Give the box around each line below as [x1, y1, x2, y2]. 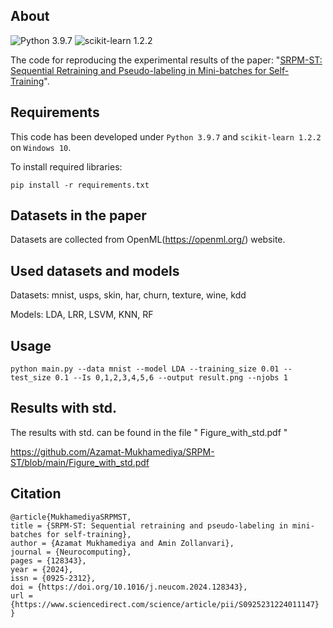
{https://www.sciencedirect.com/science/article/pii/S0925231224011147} [10, 599, 320, 609]
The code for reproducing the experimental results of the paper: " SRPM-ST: [10, 54, 323, 66]
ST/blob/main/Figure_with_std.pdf [10, 456, 150, 468]
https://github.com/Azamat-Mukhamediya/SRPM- [10, 445, 215, 458]
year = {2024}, [10, 564, 74, 574]
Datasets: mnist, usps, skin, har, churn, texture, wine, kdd [10, 289, 247, 301]
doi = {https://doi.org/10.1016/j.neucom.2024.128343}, [10, 582, 248, 592]
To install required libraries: [10, 160, 123, 173]
